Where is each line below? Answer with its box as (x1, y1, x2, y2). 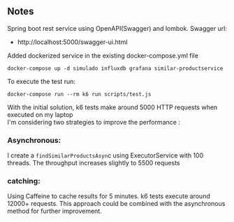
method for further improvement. (7, 207, 103, 216)
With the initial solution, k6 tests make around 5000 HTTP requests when (7, 103, 218, 111)
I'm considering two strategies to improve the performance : (7, 118, 180, 126)
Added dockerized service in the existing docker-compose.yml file (7, 51, 199, 60)
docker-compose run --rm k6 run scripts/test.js (7, 90, 152, 97)
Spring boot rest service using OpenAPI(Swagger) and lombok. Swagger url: (7, 24, 227, 32)
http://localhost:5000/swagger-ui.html (17, 38, 128, 46)
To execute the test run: (7, 77, 75, 85)
